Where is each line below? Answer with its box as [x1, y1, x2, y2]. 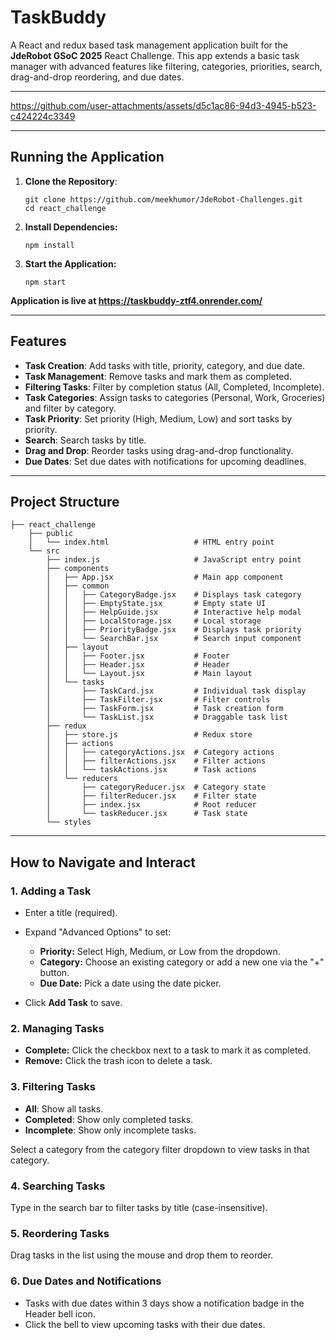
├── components [46, 564, 110, 574]
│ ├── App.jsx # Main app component [46, 572, 284, 583]
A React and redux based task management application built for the [10, 39, 288, 51]
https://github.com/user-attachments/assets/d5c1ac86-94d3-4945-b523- [10, 99, 317, 111]
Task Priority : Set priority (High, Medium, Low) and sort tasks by [24, 412, 293, 425]
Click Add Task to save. [24, 997, 123, 1009]
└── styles [46, 817, 92, 828]
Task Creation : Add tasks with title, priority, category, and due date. [24, 359, 306, 371]
